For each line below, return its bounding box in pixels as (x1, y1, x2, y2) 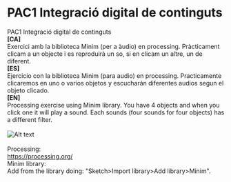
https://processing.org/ (7, 152, 73, 160)
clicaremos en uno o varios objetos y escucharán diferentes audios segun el (7, 79, 224, 87)
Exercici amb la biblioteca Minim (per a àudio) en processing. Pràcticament (7, 42, 220, 50)
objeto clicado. (7, 86, 50, 94)
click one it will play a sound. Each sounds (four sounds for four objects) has (7, 108, 225, 117)
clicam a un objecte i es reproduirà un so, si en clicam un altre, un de (7, 50, 203, 58)
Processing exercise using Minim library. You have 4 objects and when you (7, 101, 220, 109)
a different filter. (7, 115, 53, 123)
